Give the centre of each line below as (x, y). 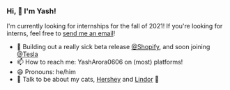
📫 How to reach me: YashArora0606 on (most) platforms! (100, 62)
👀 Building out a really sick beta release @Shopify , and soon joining (113, 47)
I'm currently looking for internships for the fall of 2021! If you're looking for (115, 26)
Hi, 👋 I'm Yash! (31, 11)
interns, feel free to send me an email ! (61, 33)
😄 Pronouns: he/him (46, 72)
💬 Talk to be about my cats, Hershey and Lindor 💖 (88, 80)
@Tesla (28, 54)
